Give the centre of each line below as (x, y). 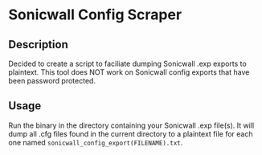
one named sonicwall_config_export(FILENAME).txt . (96, 142)
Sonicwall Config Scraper (95, 15)
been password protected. (52, 81)
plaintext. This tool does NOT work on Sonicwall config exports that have (129, 72)
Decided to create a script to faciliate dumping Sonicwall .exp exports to (127, 63)
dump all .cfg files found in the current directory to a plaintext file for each (131, 133)
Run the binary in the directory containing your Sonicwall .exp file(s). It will (131, 125)
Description (38, 45)
